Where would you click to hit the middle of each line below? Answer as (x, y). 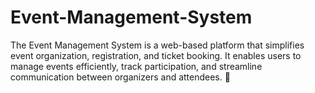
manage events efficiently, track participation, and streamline (136, 66)
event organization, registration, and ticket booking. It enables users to (156, 55)
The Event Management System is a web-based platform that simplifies (157, 45)
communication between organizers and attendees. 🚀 (120, 77)
